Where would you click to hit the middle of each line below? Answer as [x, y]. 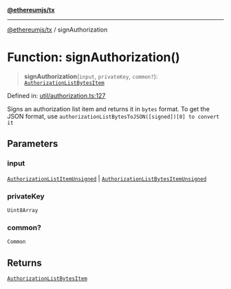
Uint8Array [23, 210]
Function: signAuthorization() [93, 57]
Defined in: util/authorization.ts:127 [56, 95]
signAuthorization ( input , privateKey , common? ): [91, 76]
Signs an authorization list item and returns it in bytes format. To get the [108, 108]
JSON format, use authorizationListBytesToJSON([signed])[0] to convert [113, 116]
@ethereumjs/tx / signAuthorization [57, 30]
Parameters [33, 144]
